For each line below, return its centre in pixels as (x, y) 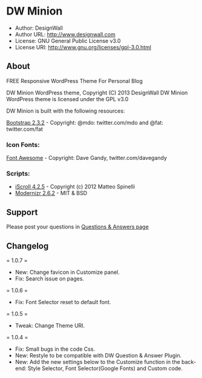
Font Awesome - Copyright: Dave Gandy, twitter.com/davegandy (87, 158)
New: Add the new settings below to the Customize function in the (97, 362)
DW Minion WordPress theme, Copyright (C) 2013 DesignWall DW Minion (97, 93)
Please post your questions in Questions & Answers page (78, 227)
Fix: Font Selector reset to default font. (63, 302)
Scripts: (18, 173)
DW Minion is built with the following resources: (66, 111)
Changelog (28, 246)
